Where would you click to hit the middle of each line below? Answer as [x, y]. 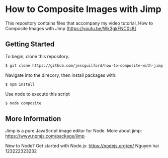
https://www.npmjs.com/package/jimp [45, 136]
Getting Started [30, 44]
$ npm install [20, 84]
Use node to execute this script [38, 94]
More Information [33, 119]
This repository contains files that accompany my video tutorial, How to [79, 23]
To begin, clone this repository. [37, 56]
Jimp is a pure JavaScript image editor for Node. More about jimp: [74, 131]
